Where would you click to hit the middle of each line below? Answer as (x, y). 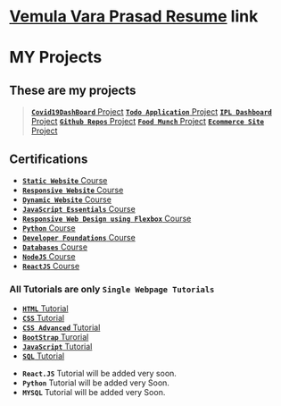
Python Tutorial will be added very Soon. (95, 383)
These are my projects (73, 90)
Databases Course (54, 247)
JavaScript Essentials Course (79, 209)
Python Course (49, 228)
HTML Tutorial (45, 309)
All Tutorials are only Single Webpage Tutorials (112, 289)
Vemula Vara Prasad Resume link (134, 17)
